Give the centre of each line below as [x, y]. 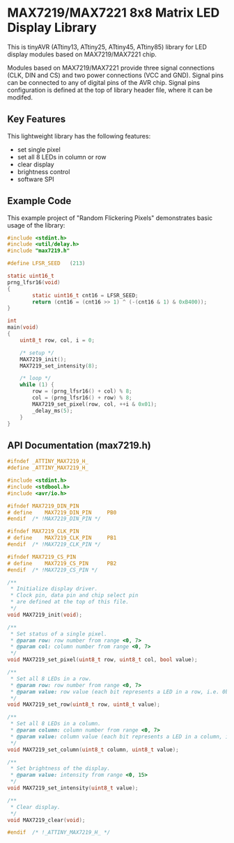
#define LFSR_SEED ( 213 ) [46, 263]
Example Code [39, 201]
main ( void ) [23, 328]
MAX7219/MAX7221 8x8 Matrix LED [114, 13]
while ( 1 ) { [37, 385]
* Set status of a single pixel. [59, 634]
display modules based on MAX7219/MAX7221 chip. [82, 54]
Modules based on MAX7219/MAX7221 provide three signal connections [111, 68]
